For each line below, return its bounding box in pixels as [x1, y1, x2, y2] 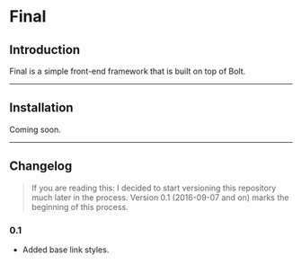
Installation [9, 101, 74, 116]
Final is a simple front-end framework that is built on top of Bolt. [9, 66, 246, 76]
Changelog [9, 159, 73, 174]
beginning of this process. [31, 201, 129, 212]
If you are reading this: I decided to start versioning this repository [31, 182, 277, 193]
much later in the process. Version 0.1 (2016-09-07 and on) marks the [31, 191, 289, 203]
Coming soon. [9, 124, 61, 135]
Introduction [9, 42, 81, 57]
